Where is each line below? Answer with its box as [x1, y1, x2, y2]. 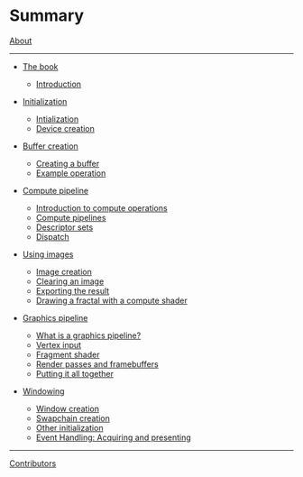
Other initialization [35, 422, 104, 433]
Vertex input [35, 339, 82, 350]
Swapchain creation [35, 412, 111, 424]
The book [22, 60, 59, 72]
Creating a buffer [35, 158, 100, 169]
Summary [9, 5, 84, 26]
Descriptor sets [35, 222, 94, 233]
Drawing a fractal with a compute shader [35, 295, 188, 306]
